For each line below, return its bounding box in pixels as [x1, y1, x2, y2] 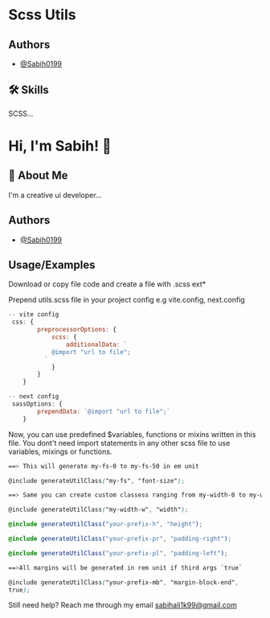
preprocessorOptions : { [37, 326, 117, 334]
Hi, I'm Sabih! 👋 [8, 137, 112, 154]
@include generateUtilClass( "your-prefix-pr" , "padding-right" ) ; [8, 535, 231, 543]
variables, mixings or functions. [8, 447, 112, 456]
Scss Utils [8, 6, 76, 24]
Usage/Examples [8, 258, 96, 272]
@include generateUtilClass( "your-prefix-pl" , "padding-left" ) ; [8, 549, 228, 557]
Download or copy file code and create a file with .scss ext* [8, 279, 207, 289]
